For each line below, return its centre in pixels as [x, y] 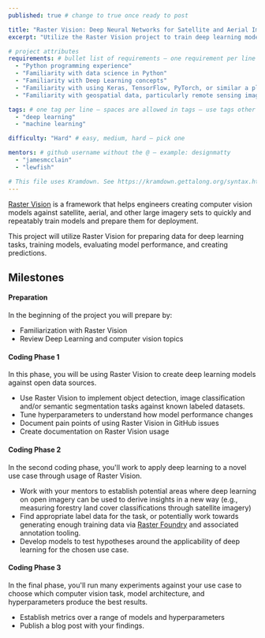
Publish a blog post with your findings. [82, 625]
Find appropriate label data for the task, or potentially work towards [129, 516]
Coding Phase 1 [34, 356]
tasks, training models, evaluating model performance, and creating [118, 244]
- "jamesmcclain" [44, 160]
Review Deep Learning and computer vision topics [101, 339]
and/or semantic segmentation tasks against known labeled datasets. [132, 406]
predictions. [28, 252]
